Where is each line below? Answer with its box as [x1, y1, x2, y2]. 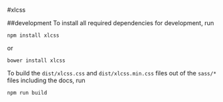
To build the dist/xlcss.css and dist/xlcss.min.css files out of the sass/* [7, 69, 217, 77]
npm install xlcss [7, 32, 60, 39]
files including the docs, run [7, 76, 86, 84]
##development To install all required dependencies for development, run [7, 19, 214, 27]
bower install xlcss [7, 57, 66, 64]
